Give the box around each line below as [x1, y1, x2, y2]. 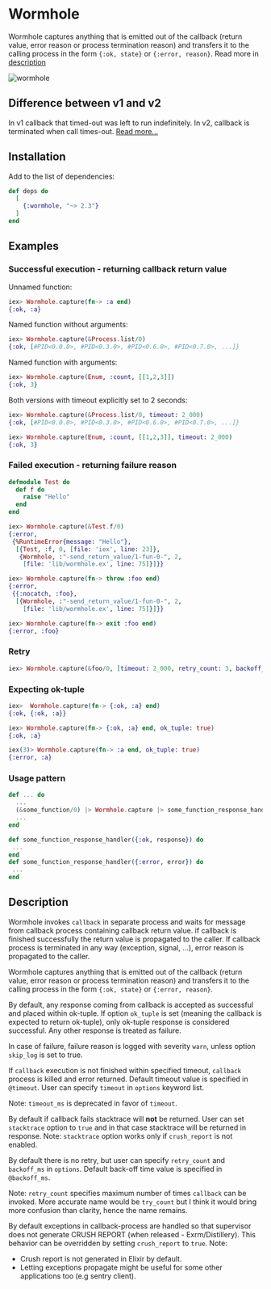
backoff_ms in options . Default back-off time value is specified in [8, 1164, 223, 1173]
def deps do [8, 187, 48, 195]
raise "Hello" [23, 493, 70, 501]
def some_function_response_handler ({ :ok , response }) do [8, 836, 204, 844]
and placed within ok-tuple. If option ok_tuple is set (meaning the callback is [8, 1008, 262, 1018]
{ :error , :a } [8, 753, 52, 762]
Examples [8, 239, 59, 253]
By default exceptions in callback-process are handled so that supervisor [8, 1221, 252, 1231]
